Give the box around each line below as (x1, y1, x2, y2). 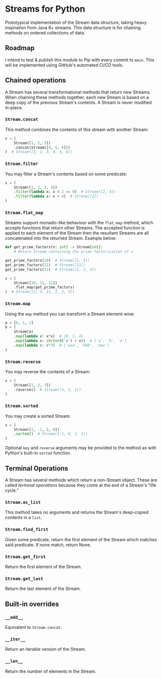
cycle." (5, 488, 19, 494)
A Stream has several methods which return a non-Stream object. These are (5, 477, 158, 483)
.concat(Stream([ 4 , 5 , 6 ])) (14, 145, 70, 150)
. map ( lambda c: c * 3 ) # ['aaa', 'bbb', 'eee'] (14, 343, 110, 348)
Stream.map (5, 301, 31, 307)
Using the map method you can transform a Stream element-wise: (5, 311, 135, 317)
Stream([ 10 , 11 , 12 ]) (14, 280, 57, 285)
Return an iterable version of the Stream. (5, 646, 86, 652)
